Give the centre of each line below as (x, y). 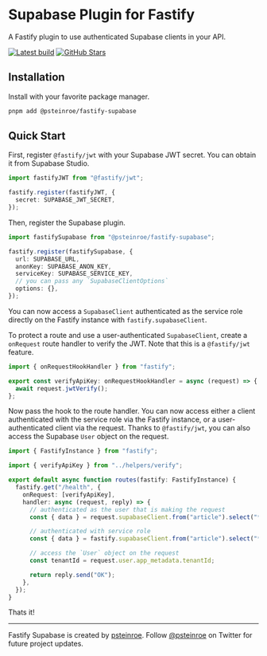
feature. (21, 352)
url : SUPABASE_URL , (48, 259)
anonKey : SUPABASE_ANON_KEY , (64, 266)
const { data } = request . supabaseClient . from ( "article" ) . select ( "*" (147, 517)
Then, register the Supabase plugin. (67, 222)
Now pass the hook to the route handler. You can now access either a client (132, 411)
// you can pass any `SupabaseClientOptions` (92, 281)
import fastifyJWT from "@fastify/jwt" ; (76, 178)
